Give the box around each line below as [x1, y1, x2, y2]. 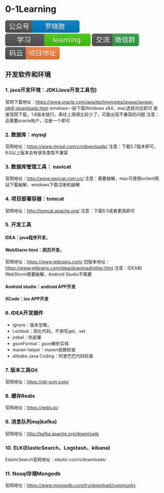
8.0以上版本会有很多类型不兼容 [5, 149, 68, 155]
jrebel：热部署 [12, 334, 42, 340]
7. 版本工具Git [5, 367, 38, 374]
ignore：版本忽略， [12, 322, 52, 328]
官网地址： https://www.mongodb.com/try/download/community [5, 483, 136, 489]
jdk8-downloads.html [5, 105, 49, 111]
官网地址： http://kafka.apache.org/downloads [5, 430, 99, 436]
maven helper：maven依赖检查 [12, 347, 76, 353]
